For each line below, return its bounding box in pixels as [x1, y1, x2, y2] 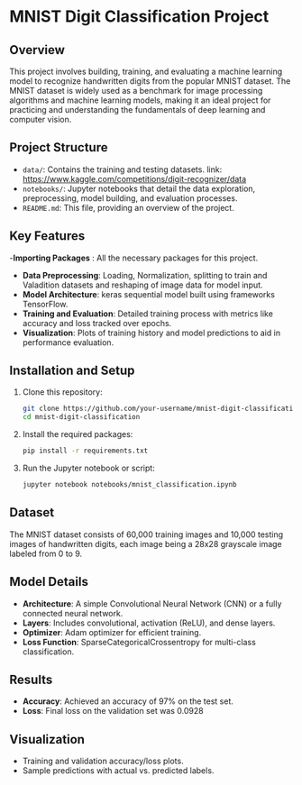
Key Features [9, 228, 86, 244]
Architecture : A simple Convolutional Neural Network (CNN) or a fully [22, 598, 282, 609]
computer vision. [9, 114, 72, 124]
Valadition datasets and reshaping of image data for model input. [22, 279, 263, 290]
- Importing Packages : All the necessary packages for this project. [9, 252, 259, 263]
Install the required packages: [22, 429, 133, 440]
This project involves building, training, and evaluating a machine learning [9, 66, 283, 77]
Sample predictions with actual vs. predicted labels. [22, 765, 215, 776]
